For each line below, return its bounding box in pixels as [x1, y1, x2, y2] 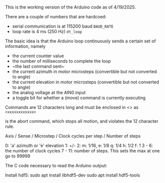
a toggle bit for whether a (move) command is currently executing [12, 95, 146, 101]
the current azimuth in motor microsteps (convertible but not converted [12, 69, 157, 74]
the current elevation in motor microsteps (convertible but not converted [12, 79, 159, 85]
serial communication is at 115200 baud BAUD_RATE [12, 23, 114, 29]
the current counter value [12, 53, 64, 59]
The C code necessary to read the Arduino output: [5, 163, 107, 168]
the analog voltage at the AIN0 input [12, 90, 86, 95]
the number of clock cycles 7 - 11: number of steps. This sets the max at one [5, 148, 160, 153]
